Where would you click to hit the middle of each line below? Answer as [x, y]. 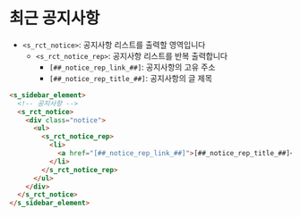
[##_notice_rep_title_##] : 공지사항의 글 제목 [131, 78]
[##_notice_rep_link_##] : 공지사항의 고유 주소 [132, 67]
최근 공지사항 [55, 18]
